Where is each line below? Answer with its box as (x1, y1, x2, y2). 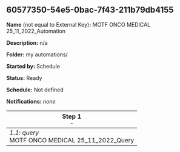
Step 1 (62, 112, 82, 121)
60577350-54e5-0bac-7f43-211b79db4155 (6, 5, 174, 15)
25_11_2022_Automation (6, 27, 65, 35)
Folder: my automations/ (6, 51, 68, 58)
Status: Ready (6, 74, 42, 81)
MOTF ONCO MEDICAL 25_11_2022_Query (9, 136, 135, 144)
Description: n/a (6, 39, 48, 46)
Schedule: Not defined (6, 86, 64, 93)
